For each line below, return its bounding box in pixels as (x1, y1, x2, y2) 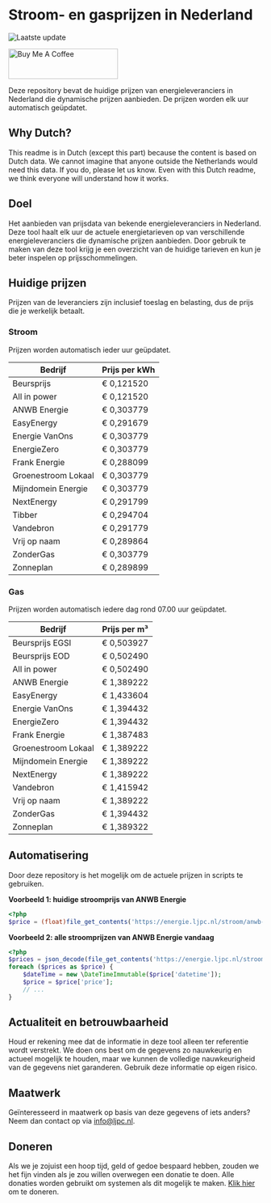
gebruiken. (8, 879, 44, 888)
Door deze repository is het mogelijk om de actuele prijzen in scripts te (8, 870, 244, 879)
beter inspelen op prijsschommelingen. (8, 252, 139, 262)
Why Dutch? (8, 126, 73, 140)
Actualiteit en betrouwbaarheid (8, 1015, 169, 1029)
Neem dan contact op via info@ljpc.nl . (8, 1116, 135, 1126)
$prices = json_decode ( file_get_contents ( (8, 955, 153, 964)
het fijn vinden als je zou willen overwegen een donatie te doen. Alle (8, 1170, 235, 1180)
